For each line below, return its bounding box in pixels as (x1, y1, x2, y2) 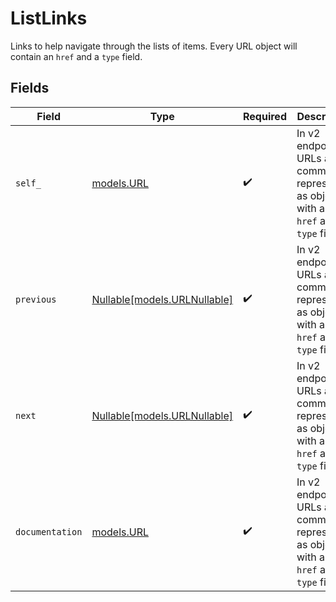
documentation (15, 526, 83, 537)
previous (15, 293, 57, 305)
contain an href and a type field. (10, 50, 143, 62)
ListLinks (10, 7, 88, 30)
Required (243, 109, 287, 123)
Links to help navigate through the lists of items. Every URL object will (10, 40, 298, 52)
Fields (10, 80, 50, 97)
